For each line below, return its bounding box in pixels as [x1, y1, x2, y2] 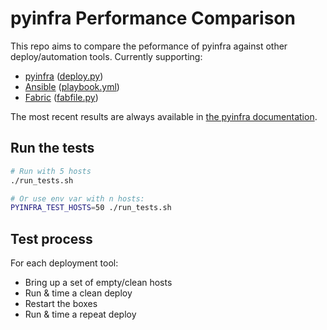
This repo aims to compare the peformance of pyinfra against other [10, 40, 288, 52]
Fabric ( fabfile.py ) [24, 91, 99, 103]
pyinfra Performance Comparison [10, 7, 296, 30]
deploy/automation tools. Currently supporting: [10, 50, 203, 62]
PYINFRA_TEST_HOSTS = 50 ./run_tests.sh [10, 203, 172, 213]
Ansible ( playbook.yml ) [24, 80, 120, 92]
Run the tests [10, 140, 95, 157]
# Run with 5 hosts [10, 166, 92, 176]
